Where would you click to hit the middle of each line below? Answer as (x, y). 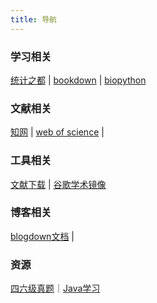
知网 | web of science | (57, 132)
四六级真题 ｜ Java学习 (55, 288)
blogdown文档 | (42, 236)
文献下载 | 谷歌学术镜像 (58, 184)
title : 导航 (33, 19)
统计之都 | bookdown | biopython (78, 80)
